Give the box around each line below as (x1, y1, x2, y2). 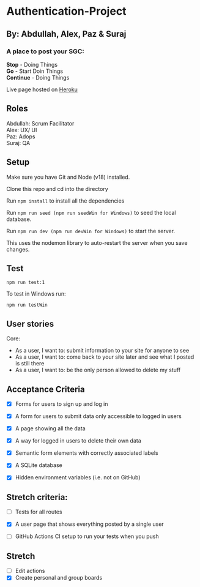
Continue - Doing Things (6, 73, 70, 81)
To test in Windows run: (6, 290, 66, 297)
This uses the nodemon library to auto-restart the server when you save (6, 239, 188, 246)
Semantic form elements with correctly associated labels (15, 449, 159, 457)
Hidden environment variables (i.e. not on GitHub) (15, 474, 141, 481)
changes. (6, 245, 30, 253)
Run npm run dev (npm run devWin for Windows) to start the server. (6, 227, 176, 234)
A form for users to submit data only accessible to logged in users (15, 413, 182, 420)
